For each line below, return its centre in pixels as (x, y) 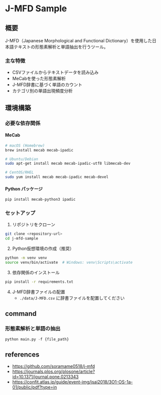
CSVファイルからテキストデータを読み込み (55, 72)
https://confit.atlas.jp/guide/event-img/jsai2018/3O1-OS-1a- (72, 382)
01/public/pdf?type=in (35, 387)
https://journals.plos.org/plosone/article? (54, 371)
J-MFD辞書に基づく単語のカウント (47, 85)
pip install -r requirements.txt (39, 282)
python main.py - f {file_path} (37, 339)
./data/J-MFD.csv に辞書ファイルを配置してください (72, 298)
